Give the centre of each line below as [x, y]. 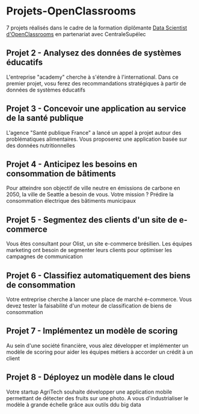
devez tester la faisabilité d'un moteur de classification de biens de [89, 306]
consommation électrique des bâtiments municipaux [71, 201]
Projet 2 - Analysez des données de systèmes [94, 53]
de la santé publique [45, 118]
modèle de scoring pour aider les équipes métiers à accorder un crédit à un [100, 352]
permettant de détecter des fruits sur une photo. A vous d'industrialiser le [97, 398]
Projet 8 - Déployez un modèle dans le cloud [90, 377]
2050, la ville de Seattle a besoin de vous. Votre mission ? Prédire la [90, 194]
